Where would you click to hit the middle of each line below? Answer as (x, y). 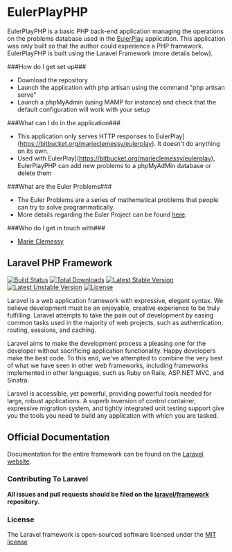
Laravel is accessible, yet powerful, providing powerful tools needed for (109, 393)
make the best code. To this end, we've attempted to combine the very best (115, 358)
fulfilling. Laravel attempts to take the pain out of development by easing (110, 315)
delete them (34, 173)
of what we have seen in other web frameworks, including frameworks (108, 365)
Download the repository (53, 80)
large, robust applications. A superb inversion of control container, (101, 401)
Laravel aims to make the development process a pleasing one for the (107, 343)
